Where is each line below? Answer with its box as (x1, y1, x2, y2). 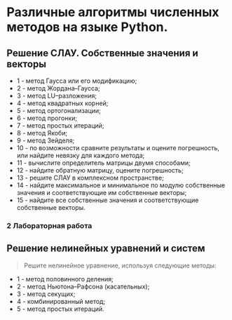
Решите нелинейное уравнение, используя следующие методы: (23, 261, 217, 269)
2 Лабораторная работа (6, 220, 93, 230)
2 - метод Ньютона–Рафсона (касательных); (16, 282, 150, 291)
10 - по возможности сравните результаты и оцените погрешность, (16, 144, 220, 152)
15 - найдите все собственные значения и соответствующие (16, 196, 199, 204)
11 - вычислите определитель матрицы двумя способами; (16, 159, 191, 167)
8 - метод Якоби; (16, 129, 68, 137)
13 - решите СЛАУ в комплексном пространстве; (16, 173, 164, 182)
